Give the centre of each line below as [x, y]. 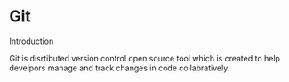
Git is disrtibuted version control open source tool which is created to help [144, 58]
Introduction [32, 41]
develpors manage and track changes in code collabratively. [120, 68]
